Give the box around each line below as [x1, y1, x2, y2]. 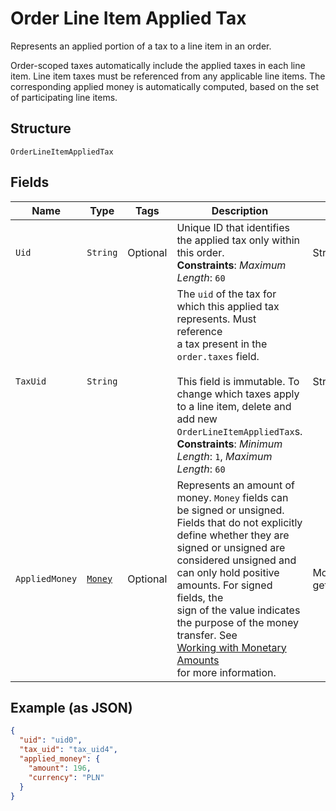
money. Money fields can [176, 490, 289, 504]
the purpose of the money [176, 615, 299, 629]
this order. [176, 245, 225, 259]
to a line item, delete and [176, 399, 292, 413]
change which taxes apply [176, 387, 300, 401]
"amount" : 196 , [28, 763, 92, 773]
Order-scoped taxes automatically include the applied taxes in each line [10, 59, 306, 71]
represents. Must [176, 312, 257, 326]
